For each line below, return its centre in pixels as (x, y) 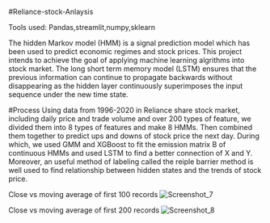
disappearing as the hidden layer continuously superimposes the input (126, 86)
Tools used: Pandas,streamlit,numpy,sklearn (82, 27)
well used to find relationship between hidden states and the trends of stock (135, 170)
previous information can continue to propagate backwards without (120, 77)
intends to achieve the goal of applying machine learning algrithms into (127, 60)
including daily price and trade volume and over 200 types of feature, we (130, 119)
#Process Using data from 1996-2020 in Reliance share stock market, (124, 110)
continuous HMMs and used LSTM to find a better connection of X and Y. (131, 153)
